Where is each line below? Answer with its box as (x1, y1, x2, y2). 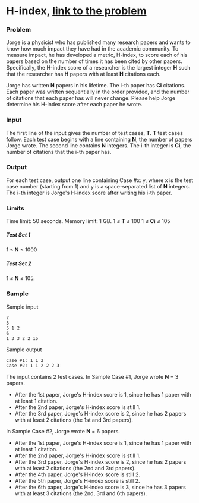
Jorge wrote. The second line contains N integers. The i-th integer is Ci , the (6, 142, 191, 149)
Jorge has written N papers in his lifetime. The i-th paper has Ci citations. (6, 82, 186, 89)
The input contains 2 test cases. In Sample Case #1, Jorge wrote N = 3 (6, 373, 179, 380)
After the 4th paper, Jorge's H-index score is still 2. (14, 471, 141, 478)
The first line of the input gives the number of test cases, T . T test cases (6, 129, 183, 136)
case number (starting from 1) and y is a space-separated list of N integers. (6, 183, 191, 190)
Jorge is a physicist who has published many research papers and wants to (6, 39, 191, 46)
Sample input (6, 303, 39, 310)
